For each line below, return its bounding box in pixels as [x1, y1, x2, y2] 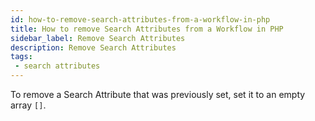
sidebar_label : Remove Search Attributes [10, 33, 186, 43]
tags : [10, 52, 33, 62]
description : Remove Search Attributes [10, 42, 177, 53]
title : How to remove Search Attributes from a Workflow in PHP [10, 24, 284, 34]
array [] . [10, 99, 47, 111]
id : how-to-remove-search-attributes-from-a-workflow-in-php [10, 14, 271, 25]
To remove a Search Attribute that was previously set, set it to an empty [10, 89, 306, 100]
